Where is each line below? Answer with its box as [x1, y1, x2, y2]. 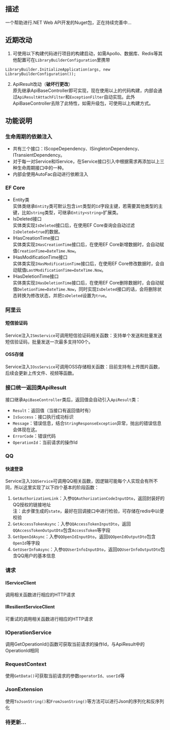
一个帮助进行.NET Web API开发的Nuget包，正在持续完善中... [5, 19, 132, 26]
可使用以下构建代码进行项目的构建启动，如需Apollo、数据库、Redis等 [12, 50, 158, 56]
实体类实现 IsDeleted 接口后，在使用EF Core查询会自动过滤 [12, 222, 135, 228]
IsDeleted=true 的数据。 [12, 228, 63, 234]
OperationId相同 [5, 647, 39, 653]
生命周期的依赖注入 [5, 133, 52, 140]
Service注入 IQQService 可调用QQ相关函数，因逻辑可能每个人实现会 [5, 478, 145, 484]
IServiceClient [5, 579, 37, 586]
